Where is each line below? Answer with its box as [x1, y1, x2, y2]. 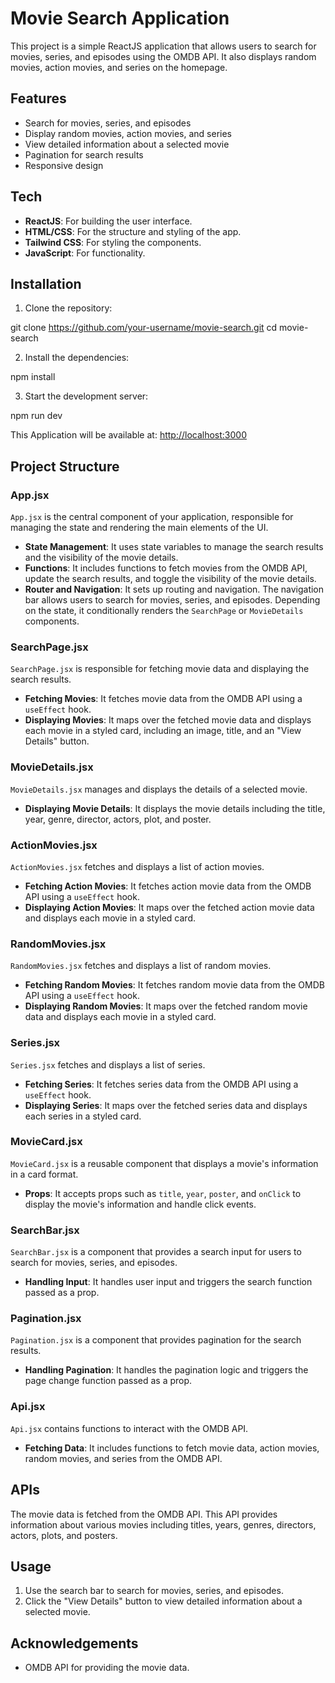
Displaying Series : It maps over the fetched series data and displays [24, 1099, 308, 1111]
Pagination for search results [24, 148, 144, 161]
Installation [10, 275, 82, 292]
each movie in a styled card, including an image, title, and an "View [24, 725, 302, 737]
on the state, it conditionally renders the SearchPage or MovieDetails [24, 605, 304, 617]
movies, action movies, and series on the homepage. [10, 61, 228, 73]
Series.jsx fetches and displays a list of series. [10, 1058, 206, 1071]
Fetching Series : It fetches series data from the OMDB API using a [24, 1078, 299, 1090]
